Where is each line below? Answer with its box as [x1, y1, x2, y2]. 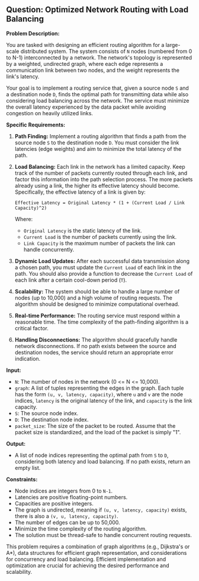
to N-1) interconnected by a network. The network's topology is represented [6, 53, 192, 61]
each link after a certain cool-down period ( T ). [14, 276, 127, 283]
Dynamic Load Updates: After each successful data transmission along [14, 257, 190, 264]
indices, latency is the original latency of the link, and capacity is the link [14, 397, 192, 404]
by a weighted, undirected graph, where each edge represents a [6, 60, 163, 67]
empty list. [14, 464, 41, 471]
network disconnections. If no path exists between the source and [14, 342, 176, 349]
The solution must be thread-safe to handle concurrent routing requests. [14, 531, 192, 538]
